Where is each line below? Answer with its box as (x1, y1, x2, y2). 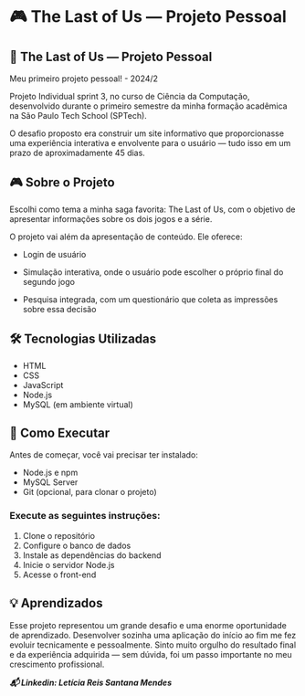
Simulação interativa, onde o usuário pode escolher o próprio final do (22, 266, 284, 278)
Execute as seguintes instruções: (9, 510, 161, 522)
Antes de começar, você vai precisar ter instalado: (9, 449, 199, 460)
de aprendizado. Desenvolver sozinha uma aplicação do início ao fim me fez (9, 629, 297, 640)
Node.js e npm (22, 467, 79, 479)
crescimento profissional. (9, 659, 105, 670)
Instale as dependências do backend (22, 549, 162, 561)
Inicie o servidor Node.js (22, 559, 116, 570)
